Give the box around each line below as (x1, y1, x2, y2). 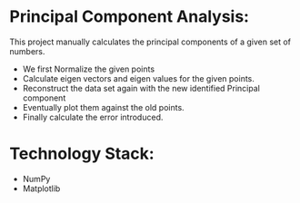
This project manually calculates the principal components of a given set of (9, 36, 292, 47)
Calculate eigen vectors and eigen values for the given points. (22, 72, 255, 83)
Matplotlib (22, 183, 61, 194)
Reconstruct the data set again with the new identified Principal (22, 82, 261, 93)
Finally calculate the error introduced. (22, 111, 164, 122)
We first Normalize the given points (22, 63, 155, 74)
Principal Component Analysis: (9, 6, 250, 27)
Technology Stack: (9, 143, 155, 164)
